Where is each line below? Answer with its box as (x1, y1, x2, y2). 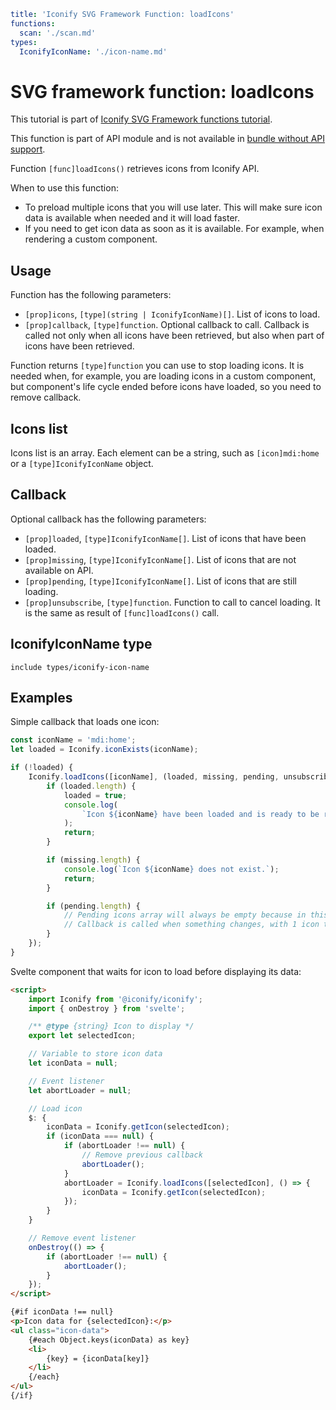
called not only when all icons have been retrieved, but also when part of (24, 330, 325, 342)
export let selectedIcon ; (28, 1031, 137, 1041)
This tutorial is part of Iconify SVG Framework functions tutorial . (10, 113, 273, 125)
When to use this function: (10, 182, 119, 194)
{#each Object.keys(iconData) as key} (28, 1335, 190, 1345)
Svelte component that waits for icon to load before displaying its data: (10, 965, 302, 977)
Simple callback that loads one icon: (10, 716, 160, 728)
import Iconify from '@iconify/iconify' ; (28, 994, 203, 1004)
